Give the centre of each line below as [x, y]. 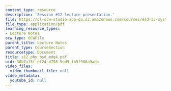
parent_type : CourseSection [35, 48]
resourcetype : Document [31, 52]
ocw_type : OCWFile [25, 38]
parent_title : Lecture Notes [36, 43]
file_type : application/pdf [35, 24]
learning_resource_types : [33, 29]
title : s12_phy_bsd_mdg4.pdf [36, 57]
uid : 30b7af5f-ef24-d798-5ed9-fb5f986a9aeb [52, 62]
